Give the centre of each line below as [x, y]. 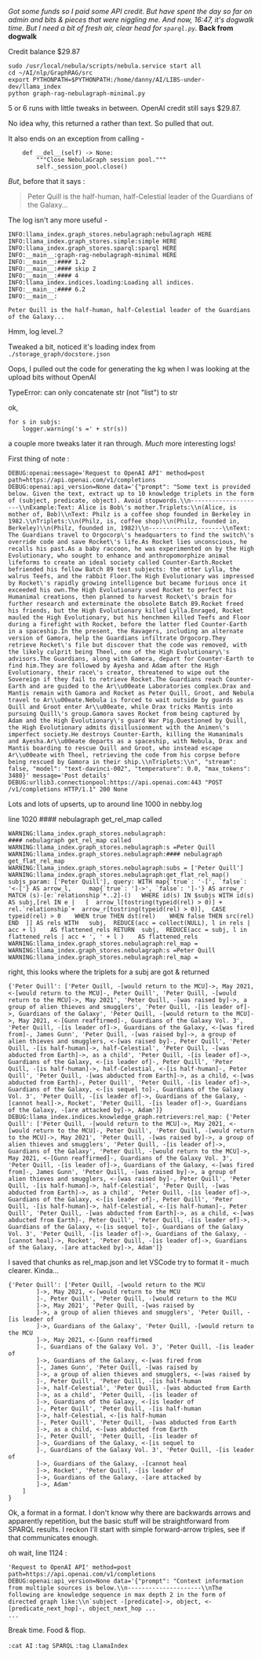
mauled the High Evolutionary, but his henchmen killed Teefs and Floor [129, 618]
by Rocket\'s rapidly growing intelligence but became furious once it [127, 583]
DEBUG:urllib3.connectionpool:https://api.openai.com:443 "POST [115, 783]
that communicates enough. [54, 1538]
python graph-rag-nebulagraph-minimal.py [77, 94]
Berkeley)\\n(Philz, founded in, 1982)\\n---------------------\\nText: [129, 528]
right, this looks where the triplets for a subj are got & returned [109, 972]
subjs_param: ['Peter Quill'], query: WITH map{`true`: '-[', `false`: [127, 882]
